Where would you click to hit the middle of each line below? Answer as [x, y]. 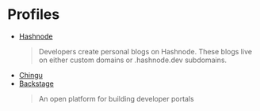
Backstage [36, 83]
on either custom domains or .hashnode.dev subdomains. [133, 60]
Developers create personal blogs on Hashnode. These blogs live [145, 51]
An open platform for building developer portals [117, 98]
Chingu [31, 75]
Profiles [34, 15]
